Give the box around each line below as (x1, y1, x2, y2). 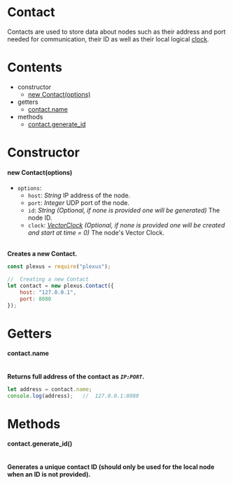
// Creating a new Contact (7, 276, 90, 283)
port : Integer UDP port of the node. (27, 199, 129, 207)
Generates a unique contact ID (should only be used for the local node (7, 463, 215, 471)
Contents (7, 60, 63, 76)
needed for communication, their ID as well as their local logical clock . (7, 34, 209, 43)
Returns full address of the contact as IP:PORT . (7, 372, 145, 380)
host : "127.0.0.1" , (20, 288, 77, 295)
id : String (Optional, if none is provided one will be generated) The (27, 206, 220, 215)
